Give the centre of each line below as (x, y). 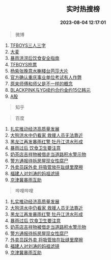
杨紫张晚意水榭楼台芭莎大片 (39, 71)
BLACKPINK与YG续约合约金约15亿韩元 (50, 90)
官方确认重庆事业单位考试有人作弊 (46, 77)
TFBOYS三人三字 (28, 45)
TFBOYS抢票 (23, 64)
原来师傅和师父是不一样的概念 (41, 84)
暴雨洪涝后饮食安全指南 (35, 58)
